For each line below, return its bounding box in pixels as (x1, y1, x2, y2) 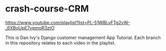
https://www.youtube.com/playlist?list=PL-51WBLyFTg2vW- (5, 19, 130, 25)
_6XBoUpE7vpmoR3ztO (5, 24, 55, 30)
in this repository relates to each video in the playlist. (5, 39, 116, 45)
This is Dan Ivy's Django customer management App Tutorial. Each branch (5, 34, 161, 40)
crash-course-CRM (5, 3, 89, 14)
